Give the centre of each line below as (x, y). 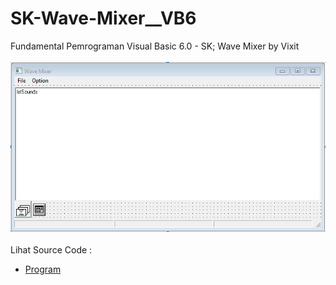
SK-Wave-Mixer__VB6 (103, 18)
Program (43, 269)
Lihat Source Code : (51, 249)
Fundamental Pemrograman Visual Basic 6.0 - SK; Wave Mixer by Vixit (155, 46)
